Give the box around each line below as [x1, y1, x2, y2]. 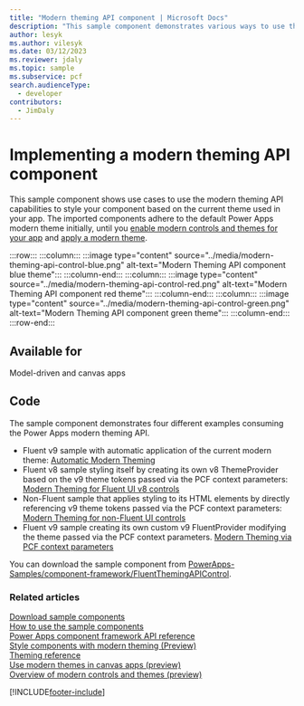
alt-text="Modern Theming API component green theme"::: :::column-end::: [9, 308, 290, 319]
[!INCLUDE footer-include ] [9, 687, 106, 698]
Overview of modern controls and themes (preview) [9, 669, 203, 680]
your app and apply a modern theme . [9, 233, 147, 243]
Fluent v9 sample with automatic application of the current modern [22, 444, 272, 455]
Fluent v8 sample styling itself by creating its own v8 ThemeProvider [22, 463, 279, 475]
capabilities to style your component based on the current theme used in [9, 204, 280, 215]
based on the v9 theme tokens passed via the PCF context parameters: [22, 473, 289, 484]
